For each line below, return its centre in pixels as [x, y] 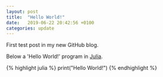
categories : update [30, 28]
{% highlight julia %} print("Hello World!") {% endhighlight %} [82, 68]
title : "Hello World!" [36, 17]
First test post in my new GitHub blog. [52, 45]
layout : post [22, 12]
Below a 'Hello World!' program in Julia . [54, 56]
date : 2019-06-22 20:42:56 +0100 [50, 23]
